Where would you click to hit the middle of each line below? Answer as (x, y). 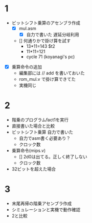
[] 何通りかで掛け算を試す (45, 41)
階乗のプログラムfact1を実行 (40, 120)
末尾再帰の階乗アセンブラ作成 (42, 203)
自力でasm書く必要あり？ (45, 138)
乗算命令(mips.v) (29, 151)
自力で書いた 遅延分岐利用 (53, 34)
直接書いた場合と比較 (33, 126)
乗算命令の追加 (27, 67)
